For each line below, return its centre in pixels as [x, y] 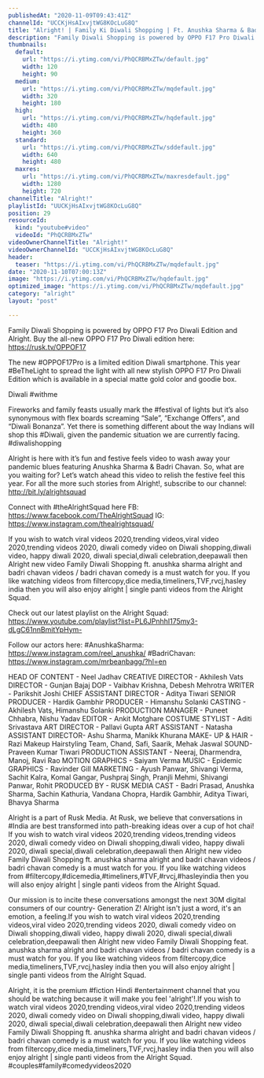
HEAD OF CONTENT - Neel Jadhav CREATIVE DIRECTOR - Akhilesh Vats [126, 676]
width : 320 [40, 96]
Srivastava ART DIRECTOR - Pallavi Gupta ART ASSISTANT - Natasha [121, 727]
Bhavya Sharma [34, 802]
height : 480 [42, 162]
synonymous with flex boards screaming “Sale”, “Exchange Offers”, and [124, 417]
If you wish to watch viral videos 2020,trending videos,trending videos [122, 834]
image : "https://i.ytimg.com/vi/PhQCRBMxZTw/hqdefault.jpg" [109, 279]
